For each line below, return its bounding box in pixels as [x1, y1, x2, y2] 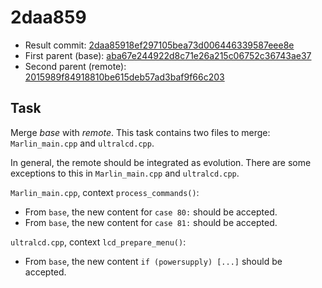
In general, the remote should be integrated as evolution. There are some [10, 156, 312, 168]
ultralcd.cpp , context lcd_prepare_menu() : [10, 236, 187, 248]
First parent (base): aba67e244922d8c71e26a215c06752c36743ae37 [24, 49, 312, 61]
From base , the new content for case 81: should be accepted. [24, 216, 278, 228]
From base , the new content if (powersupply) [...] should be [24, 255, 283, 267]
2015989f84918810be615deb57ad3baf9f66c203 [24, 71, 225, 83]
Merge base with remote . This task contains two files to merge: [10, 126, 271, 138]
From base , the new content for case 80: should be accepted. [24, 206, 278, 218]
